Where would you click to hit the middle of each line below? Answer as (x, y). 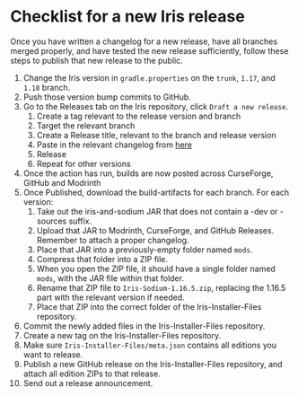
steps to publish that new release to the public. (96, 60)
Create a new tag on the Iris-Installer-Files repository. (122, 335)
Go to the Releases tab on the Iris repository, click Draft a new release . (156, 106)
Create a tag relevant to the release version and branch (139, 116)
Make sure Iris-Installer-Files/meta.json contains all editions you (150, 345)
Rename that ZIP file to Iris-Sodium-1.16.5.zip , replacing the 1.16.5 (161, 287)
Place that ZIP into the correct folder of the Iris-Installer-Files (149, 306)
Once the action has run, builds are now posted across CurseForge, (148, 173)
